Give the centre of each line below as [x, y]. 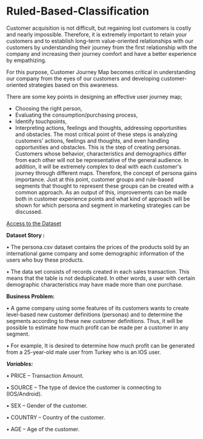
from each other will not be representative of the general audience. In [102, 160]
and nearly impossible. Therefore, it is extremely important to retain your [97, 34]
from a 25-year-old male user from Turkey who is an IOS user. [84, 352]
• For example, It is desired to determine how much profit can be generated [101, 345]
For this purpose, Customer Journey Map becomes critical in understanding [101, 72]
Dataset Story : [26, 235]
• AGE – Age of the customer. [43, 429]
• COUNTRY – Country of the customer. [56, 417]
